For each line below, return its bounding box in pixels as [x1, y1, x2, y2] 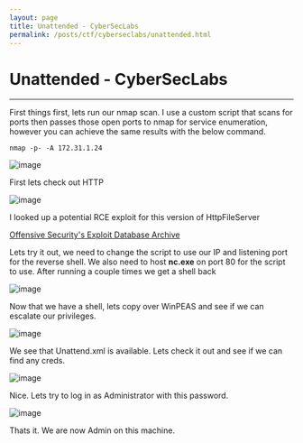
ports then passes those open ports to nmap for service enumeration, [9, 116, 268, 127]
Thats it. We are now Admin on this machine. [9, 425, 176, 436]
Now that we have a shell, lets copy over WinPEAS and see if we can [9, 301, 264, 312]
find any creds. [9, 355, 66, 366]
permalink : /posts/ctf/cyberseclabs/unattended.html [9, 30, 212, 39]
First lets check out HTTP [9, 177, 104, 188]
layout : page [9, 13, 59, 23]
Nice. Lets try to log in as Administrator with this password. [9, 390, 229, 401]
